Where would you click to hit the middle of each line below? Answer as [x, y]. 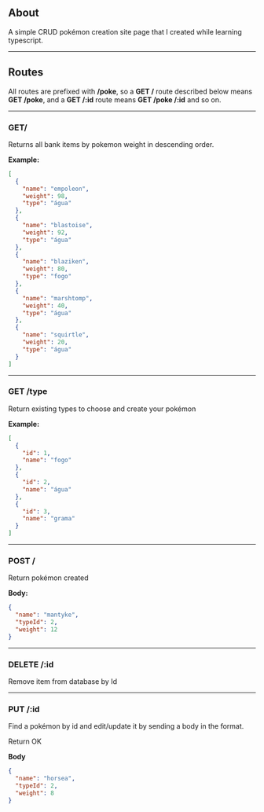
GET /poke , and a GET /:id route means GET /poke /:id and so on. [115, 99]
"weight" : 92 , [45, 232]
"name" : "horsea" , [46, 779]
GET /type [28, 391]
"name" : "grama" [49, 519]
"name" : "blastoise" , [57, 226]
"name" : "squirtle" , [56, 335]
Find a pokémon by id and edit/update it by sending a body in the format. [126, 726]
